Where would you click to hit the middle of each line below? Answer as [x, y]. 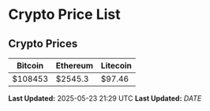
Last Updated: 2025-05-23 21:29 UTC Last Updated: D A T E [105, 98]
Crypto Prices [43, 44]
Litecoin [116, 66]
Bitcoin [30, 66]
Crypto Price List [64, 15]
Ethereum [74, 66]
